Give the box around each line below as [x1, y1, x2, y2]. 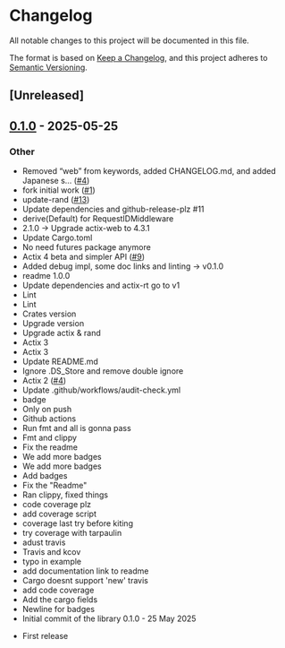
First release [21, 631, 69, 642]
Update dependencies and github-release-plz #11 [21, 203, 205, 215]
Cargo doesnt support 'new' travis [21, 575, 149, 586]
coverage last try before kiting [21, 518, 134, 529]
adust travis [21, 537, 66, 548]
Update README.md [21, 356, 98, 367]
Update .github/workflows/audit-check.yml [21, 384, 181, 395]
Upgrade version [21, 318, 85, 329]
